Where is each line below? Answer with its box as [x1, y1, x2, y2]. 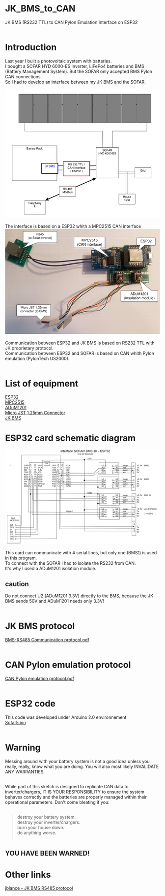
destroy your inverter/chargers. [17, 819, 81, 825]
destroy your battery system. [17, 814, 76, 820]
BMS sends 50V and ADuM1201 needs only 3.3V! [5, 598, 104, 604]
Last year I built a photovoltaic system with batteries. [5, 58, 112, 64]
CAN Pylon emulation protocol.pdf [5, 675, 75, 682]
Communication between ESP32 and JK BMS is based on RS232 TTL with [5, 340, 155, 346]
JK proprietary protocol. [5, 345, 54, 351]
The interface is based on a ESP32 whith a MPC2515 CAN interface [5, 223, 141, 229]
